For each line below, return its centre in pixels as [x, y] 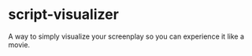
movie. [19, 44]
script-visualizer [64, 15]
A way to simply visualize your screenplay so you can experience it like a [126, 36]
